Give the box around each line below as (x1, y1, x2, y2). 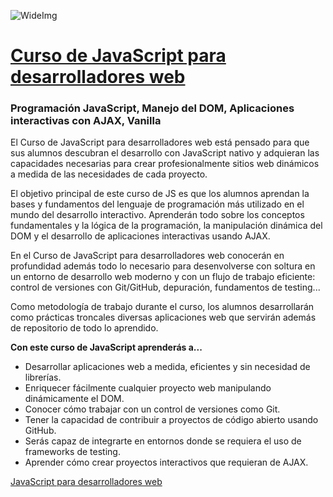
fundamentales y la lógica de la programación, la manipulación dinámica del (10, 220, 323, 232)
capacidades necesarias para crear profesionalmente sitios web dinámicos (10, 158, 320, 170)
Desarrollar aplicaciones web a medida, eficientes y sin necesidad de (24, 361, 311, 373)
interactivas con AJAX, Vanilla (10, 114, 162, 128)
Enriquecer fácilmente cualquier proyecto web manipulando (24, 382, 272, 394)
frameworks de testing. (24, 446, 121, 458)
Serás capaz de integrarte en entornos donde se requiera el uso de (24, 435, 302, 447)
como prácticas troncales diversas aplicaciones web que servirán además (10, 311, 317, 324)
